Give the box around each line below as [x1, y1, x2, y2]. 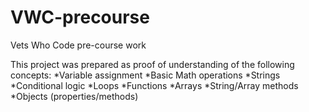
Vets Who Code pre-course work [10, 39, 147, 51]
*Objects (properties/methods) [10, 90, 139, 102]
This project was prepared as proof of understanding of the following [10, 58, 295, 70]
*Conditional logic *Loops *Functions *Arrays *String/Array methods [10, 79, 299, 91]
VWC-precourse [10, 6, 150, 29]
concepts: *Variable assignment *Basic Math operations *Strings [10, 69, 281, 81]
